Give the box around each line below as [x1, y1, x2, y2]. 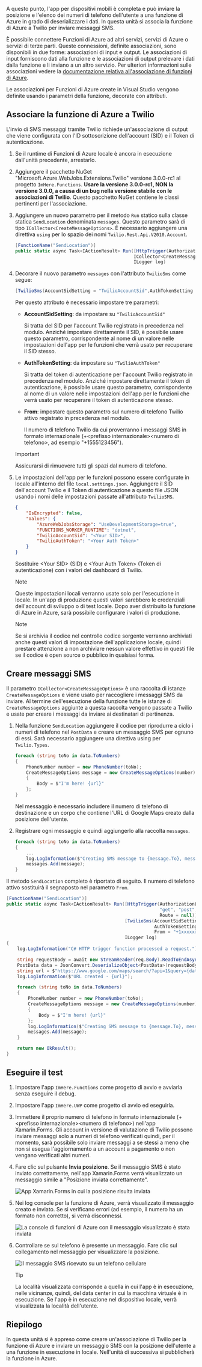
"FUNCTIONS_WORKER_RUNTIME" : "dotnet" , [37, 527, 137, 533]
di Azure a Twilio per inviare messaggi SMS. [6, 24, 115, 31]
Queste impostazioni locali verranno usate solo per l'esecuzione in [14, 590, 180, 597]
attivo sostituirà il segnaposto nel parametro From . [6, 884, 129, 891]
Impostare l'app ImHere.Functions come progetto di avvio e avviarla [14, 1083, 183, 1091]
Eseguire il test [6, 1068, 63, 1078]
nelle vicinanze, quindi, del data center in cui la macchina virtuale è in [14, 1289, 188, 1297]
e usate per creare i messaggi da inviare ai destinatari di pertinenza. [6, 710, 174, 717]
